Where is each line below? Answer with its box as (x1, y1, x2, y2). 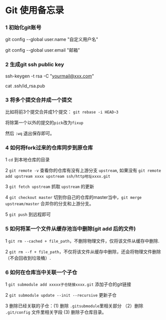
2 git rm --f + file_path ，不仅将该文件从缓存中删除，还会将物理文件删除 (5, 249, 161, 255)
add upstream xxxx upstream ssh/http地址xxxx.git (5, 174, 110, 179)
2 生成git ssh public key (5, 61, 64, 68)
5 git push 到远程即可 (5, 211, 51, 218)
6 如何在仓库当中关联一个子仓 (5, 269, 77, 276)
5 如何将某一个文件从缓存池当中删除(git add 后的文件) (5, 225, 136, 232)
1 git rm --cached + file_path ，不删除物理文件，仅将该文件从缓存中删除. (5, 237, 159, 244)
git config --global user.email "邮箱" (5, 47, 80, 53)
